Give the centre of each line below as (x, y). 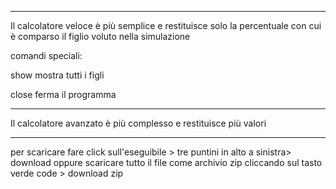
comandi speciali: (46, 55)
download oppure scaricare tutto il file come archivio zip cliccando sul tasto (166, 162)
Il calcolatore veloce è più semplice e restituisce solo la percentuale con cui (166, 25)
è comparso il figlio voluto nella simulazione (100, 36)
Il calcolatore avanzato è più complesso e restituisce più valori (138, 123)
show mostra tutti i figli (57, 75)
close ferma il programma (63, 94)
